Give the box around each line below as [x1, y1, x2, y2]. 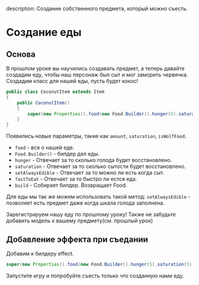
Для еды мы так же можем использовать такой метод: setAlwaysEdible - [6, 193, 191, 200]
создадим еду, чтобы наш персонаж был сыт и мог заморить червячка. [6, 71, 188, 78]
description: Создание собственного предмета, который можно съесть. [6, 5, 188, 12]
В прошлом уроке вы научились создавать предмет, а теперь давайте [6, 65, 185, 72]
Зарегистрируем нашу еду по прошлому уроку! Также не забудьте [6, 211, 176, 218]
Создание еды [6, 26, 82, 39]
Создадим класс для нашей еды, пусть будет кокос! [6, 77, 139, 85]
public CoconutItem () [17, 100, 70, 106]
